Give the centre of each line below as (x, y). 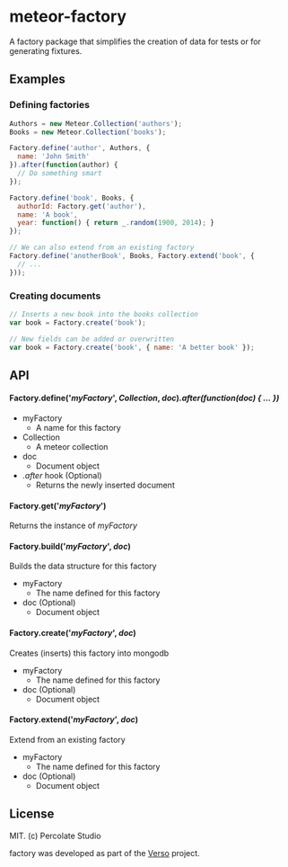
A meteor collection (72, 447)
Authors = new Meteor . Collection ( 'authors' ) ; (96, 123)
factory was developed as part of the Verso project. (105, 853)
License (32, 814)
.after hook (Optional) (62, 476)
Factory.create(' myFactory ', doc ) (73, 633)
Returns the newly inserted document (105, 485)
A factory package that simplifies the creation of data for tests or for (135, 41)
